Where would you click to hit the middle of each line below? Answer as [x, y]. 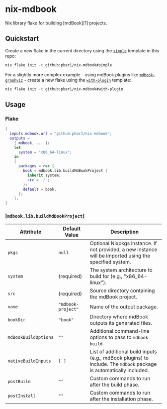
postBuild [19, 382]
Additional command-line [120, 331]
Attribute [31, 232]
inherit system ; [44, 175]
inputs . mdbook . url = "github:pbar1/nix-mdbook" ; [61, 134]
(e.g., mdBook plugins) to [119, 358]
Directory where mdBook [119, 317]
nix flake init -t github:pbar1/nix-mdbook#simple [59, 65]
